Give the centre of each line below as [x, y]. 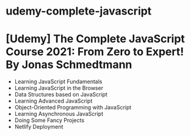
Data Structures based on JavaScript [61, 95]
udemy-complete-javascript [79, 11]
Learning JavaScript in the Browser [59, 88]
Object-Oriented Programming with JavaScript [73, 107]
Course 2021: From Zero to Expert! [95, 52]
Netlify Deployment [39, 127]
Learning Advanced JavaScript [53, 101]
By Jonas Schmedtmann [69, 65]
